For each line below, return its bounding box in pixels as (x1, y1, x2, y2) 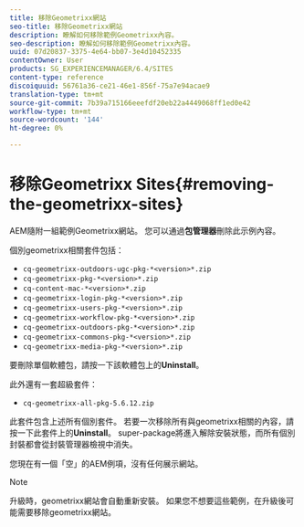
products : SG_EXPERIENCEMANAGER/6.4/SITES (9, 65, 173, 74)
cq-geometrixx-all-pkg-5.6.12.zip (22, 398, 154, 407)
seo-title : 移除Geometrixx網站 (9, 22, 123, 31)
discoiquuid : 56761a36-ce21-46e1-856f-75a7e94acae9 (9, 81, 210, 90)
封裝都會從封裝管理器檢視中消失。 (9, 438, 138, 449)
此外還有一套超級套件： (9, 378, 98, 389)
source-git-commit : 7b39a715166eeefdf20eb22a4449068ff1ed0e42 (9, 98, 251, 108)
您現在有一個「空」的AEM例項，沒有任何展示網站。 (9, 458, 204, 469)
